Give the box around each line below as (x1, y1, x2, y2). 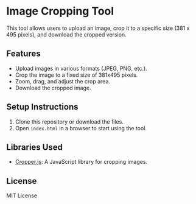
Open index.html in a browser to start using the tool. (15, 124, 147, 132)
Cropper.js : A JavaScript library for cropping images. (15, 158, 148, 166)
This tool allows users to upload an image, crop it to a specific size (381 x (6, 24, 190, 32)
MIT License (6, 192, 38, 199)
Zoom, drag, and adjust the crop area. (15, 77, 111, 85)
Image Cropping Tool (6, 4, 114, 18)
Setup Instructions (6, 102, 79, 112)
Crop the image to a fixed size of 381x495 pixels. (15, 71, 138, 79)
